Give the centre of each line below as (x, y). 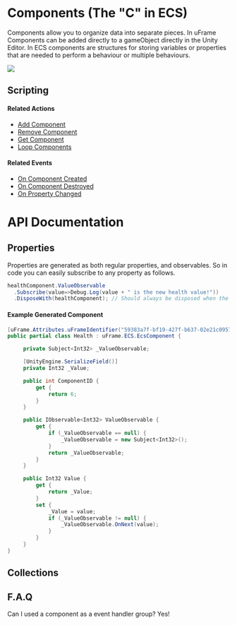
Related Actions (31, 108)
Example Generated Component (55, 314)
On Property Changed (49, 194)
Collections (33, 573)
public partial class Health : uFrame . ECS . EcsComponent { (94, 336)
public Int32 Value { (55, 479)
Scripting (28, 91)
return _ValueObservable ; (86, 453)
